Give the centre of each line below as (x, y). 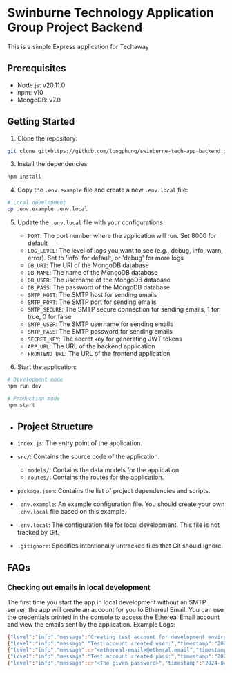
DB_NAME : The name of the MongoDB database (93, 273)
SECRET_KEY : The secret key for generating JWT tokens (105, 339)
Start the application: (47, 367)
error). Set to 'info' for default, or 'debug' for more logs (106, 258)
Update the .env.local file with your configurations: (91, 222)
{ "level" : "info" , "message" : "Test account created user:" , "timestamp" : (111, 643)
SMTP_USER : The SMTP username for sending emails (100, 324)
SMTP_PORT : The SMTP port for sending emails (92, 302)
